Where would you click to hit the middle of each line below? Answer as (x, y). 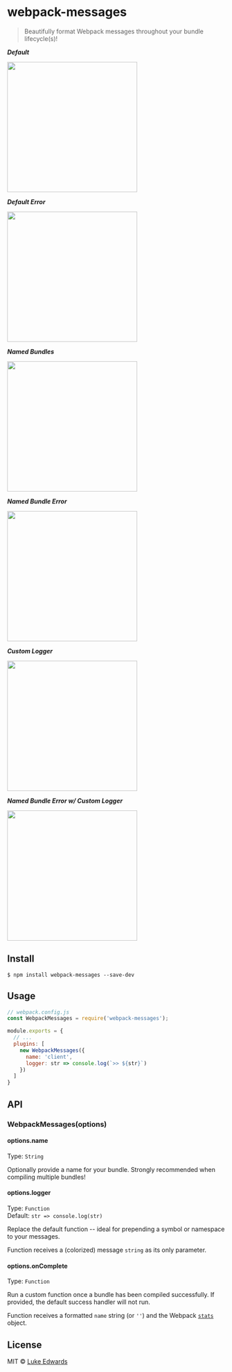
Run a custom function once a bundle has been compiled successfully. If (111, 1295)
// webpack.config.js (38, 1012)
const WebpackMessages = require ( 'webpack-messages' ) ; (88, 1019)
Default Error (26, 201)
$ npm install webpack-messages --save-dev (71, 975)
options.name (28, 1141)
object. (17, 1323)
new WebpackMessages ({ (52, 1050)
